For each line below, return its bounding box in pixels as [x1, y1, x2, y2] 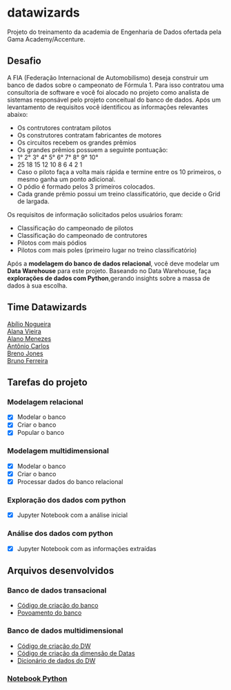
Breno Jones [7, 349, 43, 357]
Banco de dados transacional [7, 586, 107, 595]
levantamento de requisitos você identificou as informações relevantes [7, 102, 208, 111]
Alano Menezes [7, 334, 52, 343]
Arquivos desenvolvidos [7, 565, 114, 577]
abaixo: [7, 110, 28, 118]
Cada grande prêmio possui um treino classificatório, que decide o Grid [17, 189, 221, 198]
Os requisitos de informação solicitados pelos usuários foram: [7, 210, 183, 218]
